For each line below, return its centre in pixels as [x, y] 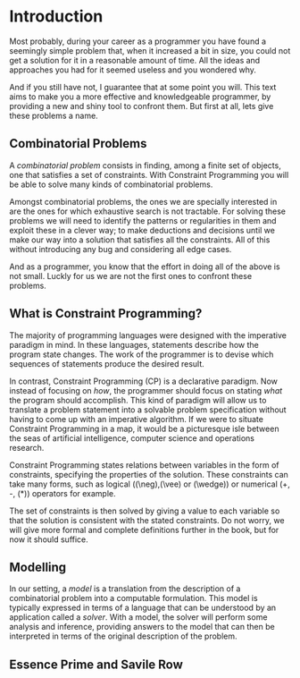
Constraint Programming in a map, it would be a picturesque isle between [144, 428]
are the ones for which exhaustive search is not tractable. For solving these [147, 211]
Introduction [56, 17]
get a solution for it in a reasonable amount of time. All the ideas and [135, 60]
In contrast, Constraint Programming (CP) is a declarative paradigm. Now [144, 381]
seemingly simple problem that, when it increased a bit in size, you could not [150, 50]
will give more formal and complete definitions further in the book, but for [144, 530]
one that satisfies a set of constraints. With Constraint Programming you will [149, 174]
